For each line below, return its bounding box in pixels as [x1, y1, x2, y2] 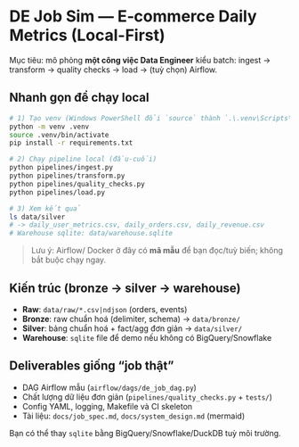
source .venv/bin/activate [9, 130, 109, 139]
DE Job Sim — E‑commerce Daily [9, 6, 257, 27]
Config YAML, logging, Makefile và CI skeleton [21, 401, 193, 411]
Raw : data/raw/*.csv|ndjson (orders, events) [21, 303, 188, 314]
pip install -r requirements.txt [9, 138, 133, 148]
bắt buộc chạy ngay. [30, 254, 107, 265]
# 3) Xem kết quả [9, 203, 82, 213]
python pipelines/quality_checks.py [9, 179, 145, 188]
